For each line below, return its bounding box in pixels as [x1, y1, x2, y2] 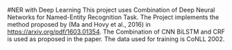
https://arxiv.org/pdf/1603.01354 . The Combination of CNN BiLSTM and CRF [7, 27, 226, 36]
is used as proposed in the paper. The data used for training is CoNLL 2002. [7, 35, 225, 43]
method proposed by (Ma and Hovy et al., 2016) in [7, 21, 151, 28]
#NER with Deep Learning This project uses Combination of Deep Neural [7, 6, 215, 14]
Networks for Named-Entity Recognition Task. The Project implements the [7, 13, 219, 21]
